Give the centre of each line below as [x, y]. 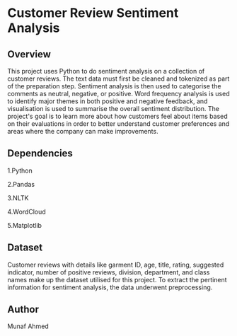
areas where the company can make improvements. [83, 131]
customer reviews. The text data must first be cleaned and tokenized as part [118, 79]
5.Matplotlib [25, 225]
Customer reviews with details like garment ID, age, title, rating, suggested [116, 265]
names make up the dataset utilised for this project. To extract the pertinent [117, 279]
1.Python [20, 170]
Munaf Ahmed [28, 326]
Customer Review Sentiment [93, 13]
